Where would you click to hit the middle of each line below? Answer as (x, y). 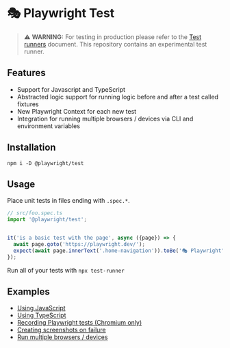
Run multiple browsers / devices (62, 337)
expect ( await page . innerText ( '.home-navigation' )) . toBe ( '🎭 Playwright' (119, 251)
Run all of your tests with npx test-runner (66, 270)
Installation (31, 148)
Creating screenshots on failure (61, 330)
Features (26, 73)
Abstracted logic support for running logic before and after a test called (118, 97)
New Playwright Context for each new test (77, 111)
